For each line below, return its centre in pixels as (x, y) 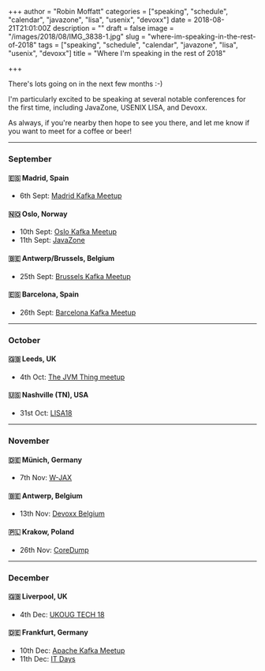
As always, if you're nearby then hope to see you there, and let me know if (129, 123)
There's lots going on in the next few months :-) (86, 84)
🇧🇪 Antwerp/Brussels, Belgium (62, 258)
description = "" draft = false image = (114, 28)
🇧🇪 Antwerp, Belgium (45, 495)
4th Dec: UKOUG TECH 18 (62, 614)
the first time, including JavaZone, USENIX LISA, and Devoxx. (108, 107)
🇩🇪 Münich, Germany (45, 460)
